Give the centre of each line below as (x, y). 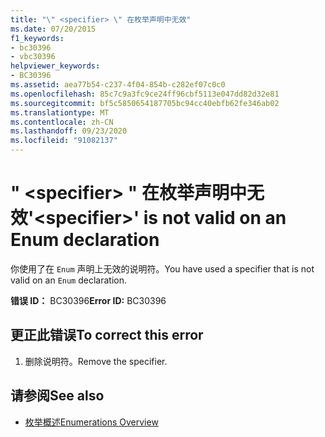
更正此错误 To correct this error (107, 335)
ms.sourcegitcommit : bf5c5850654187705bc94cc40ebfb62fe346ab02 (145, 103)
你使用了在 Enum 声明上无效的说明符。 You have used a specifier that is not (162, 268)
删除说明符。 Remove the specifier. (96, 361)
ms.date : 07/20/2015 (53, 29)
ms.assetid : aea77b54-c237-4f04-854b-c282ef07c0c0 (118, 85)
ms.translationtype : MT (60, 112)
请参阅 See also (57, 396)
